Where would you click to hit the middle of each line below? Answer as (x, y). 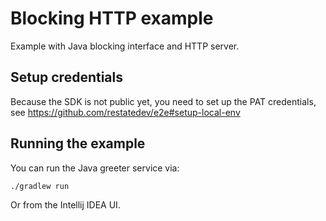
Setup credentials (66, 77)
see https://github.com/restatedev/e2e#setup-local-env (125, 112)
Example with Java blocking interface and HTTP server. (125, 46)
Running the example (78, 143)
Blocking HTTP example (112, 18)
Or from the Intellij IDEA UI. (65, 204)
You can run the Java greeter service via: (95, 168)
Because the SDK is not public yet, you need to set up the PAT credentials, (163, 101)
